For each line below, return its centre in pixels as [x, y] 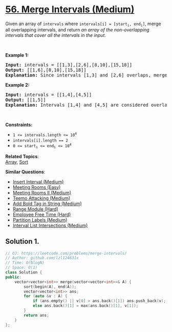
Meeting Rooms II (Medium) [42, 192]
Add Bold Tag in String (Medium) [47, 203]
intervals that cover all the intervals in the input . [56, 35]
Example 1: [17, 55]
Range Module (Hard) [36, 209]
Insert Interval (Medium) [38, 182]
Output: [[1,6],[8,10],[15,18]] [46, 70]
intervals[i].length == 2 [40, 141]
